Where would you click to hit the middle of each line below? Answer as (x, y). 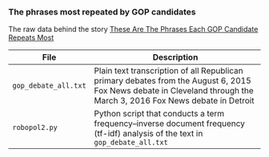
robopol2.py (35, 128)
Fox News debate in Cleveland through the (174, 91)
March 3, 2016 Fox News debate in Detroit (174, 100)
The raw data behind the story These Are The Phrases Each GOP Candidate (133, 29)
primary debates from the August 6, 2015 (173, 80)
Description (175, 57)
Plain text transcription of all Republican (169, 71)
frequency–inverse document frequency (170, 124)
